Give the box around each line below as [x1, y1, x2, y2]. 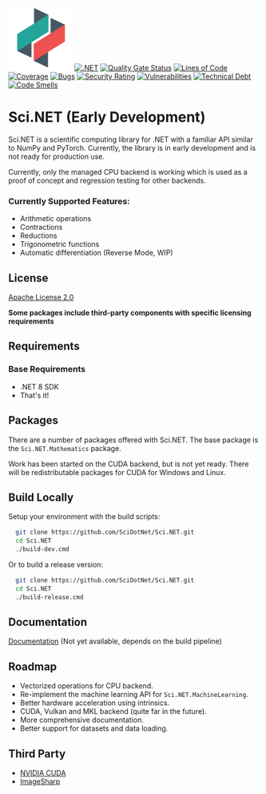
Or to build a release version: [8, 559, 104, 569]
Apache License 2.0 [8, 292, 74, 302]
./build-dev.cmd [15, 546, 69, 554]
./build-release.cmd [15, 593, 84, 601]
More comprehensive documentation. [19, 715, 144, 725]
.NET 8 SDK [19, 381, 59, 391]
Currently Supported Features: [8, 195, 130, 207]
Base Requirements [8, 364, 86, 375]
